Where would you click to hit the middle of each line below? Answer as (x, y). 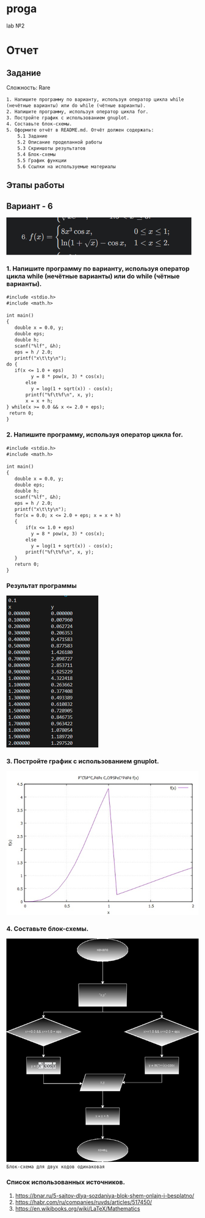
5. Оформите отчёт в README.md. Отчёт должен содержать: (80, 130)
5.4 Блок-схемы (37, 154)
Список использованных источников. (66, 1182)
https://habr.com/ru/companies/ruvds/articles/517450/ (84, 1202)
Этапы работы (36, 185)
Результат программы (42, 585)
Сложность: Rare (28, 87)
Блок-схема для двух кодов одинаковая (56, 1167)
